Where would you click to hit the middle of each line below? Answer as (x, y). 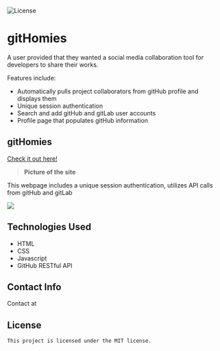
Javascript (32, 258)
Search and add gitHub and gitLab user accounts (86, 113)
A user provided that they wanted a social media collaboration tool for (106, 57)
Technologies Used (49, 227)
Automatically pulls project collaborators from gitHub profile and (108, 91)
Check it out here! (33, 159)
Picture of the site (50, 172)
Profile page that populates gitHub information (83, 120)
